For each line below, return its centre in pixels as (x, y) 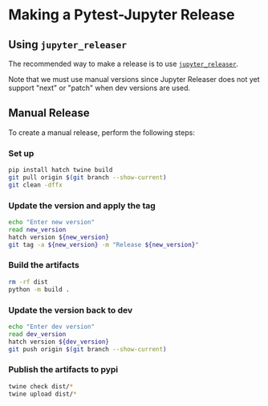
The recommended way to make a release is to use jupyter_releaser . (124, 64)
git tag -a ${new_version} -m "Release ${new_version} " (104, 244)
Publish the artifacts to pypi (63, 370)
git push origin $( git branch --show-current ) (87, 349)
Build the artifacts (44, 265)
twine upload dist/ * (43, 394)
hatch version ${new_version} (59, 237)
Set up (21, 153)
